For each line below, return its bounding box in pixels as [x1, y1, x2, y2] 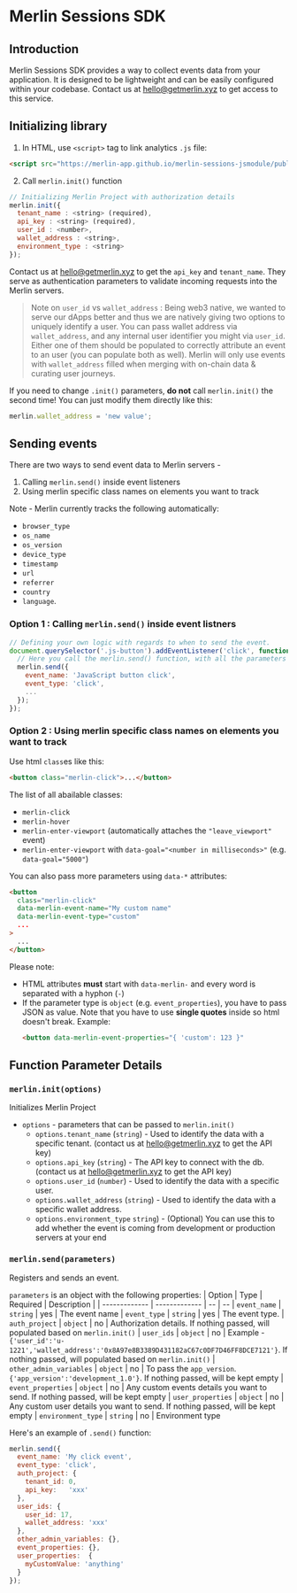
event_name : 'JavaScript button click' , [25, 671, 176, 680]
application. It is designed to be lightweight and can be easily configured [9, 74, 274, 85]
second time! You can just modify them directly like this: [9, 394, 213, 405]
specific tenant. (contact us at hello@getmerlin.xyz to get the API [34, 1138, 272, 1148]
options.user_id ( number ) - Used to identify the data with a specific [34, 1176, 280, 1187]
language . [21, 596, 57, 607]
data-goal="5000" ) [21, 853, 89, 864]
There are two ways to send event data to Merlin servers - [9, 460, 221, 470]
